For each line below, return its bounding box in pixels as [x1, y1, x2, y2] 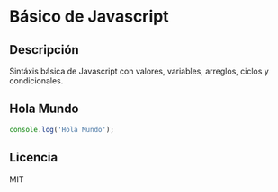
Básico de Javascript [9, 6, 169, 27]
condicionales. [9, 75, 64, 86]
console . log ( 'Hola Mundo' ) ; [9, 125, 115, 134]
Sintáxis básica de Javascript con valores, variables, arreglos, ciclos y [9, 65, 270, 76]
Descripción [9, 42, 79, 57]
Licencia [9, 150, 58, 165]
